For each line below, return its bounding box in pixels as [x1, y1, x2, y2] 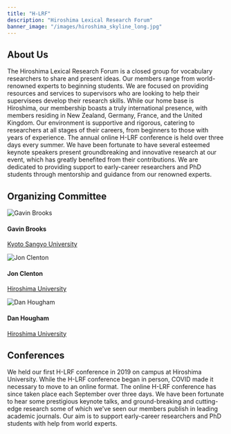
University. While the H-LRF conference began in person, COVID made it [7, 375, 214, 383]
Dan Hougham [7, 314, 50, 322]
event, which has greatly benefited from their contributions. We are [7, 155, 198, 164]
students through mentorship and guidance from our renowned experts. [7, 171, 212, 179]
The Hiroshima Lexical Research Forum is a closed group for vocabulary [7, 67, 213, 76]
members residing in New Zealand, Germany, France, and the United [7, 112, 203, 120]
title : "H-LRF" [7, 10, 51, 17]
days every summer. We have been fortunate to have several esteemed [7, 141, 210, 149]
